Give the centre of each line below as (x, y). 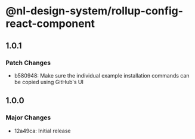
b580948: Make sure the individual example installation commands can (102, 75)
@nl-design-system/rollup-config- (94, 11)
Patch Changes (28, 63)
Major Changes (28, 118)
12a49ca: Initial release (42, 131)
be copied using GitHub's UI (49, 82)
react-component (50, 24)
